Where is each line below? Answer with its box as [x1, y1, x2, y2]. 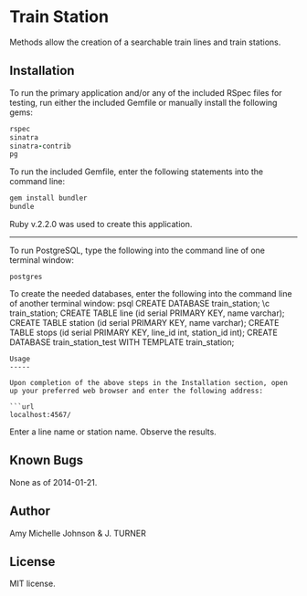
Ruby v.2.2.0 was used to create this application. [9, 219, 193, 229]
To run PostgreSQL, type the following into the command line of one [9, 245, 266, 256]
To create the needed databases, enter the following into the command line [9, 288, 292, 298]
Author [9, 504, 50, 519]
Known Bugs [9, 453, 84, 468]
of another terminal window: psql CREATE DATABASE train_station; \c [9, 298, 270, 308]
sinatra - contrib [9, 141, 71, 151]
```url [9, 403, 35, 412]
